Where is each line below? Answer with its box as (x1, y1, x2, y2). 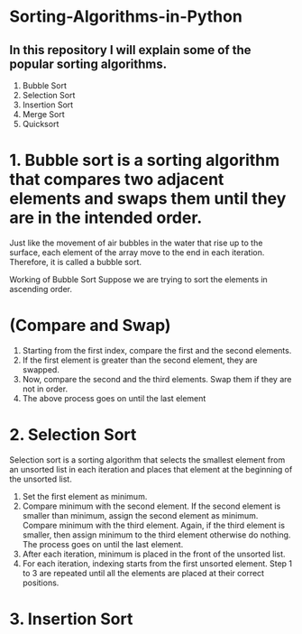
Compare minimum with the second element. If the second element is (22, 501, 281, 511)
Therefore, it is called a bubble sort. (9, 256, 142, 267)
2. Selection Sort (9, 425, 137, 446)
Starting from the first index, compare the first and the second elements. (22, 345, 292, 355)
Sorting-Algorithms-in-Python (9, 6, 243, 27)
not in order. (22, 383, 69, 394)
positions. (22, 577, 59, 588)
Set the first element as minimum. (22, 491, 148, 501)
